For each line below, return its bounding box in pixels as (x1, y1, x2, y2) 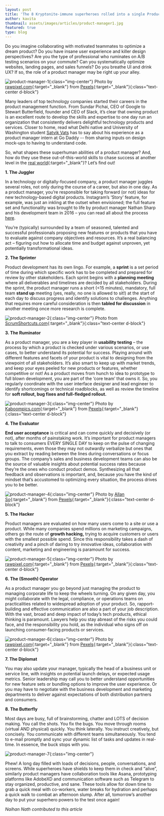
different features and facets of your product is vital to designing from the (5, 355, 153, 360)
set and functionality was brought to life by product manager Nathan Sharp (5, 205, 156, 210)
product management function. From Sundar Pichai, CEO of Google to (5, 104, 145, 109)
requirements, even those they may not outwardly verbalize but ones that (5, 445, 152, 451)
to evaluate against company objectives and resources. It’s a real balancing (5, 235, 156, 241)
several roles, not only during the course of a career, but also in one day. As (5, 184, 158, 189)
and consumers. (5, 697, 38, 702)
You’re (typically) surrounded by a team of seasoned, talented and (5, 225, 139, 230)
